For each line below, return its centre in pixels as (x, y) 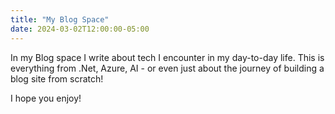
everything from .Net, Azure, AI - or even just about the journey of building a (167, 68)
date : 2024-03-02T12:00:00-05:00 (80, 29)
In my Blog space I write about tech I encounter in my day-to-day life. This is (167, 57)
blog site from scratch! (57, 78)
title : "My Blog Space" (60, 19)
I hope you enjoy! (46, 98)
